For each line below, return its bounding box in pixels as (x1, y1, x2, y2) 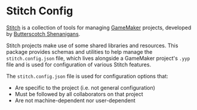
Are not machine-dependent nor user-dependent (14, 97, 136, 104)
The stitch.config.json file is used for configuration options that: (6, 72, 168, 80)
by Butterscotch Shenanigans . (6, 30, 81, 37)
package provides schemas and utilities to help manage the (6, 48, 153, 55)
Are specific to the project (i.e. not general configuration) (14, 84, 155, 91)
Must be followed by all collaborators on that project (14, 90, 143, 97)
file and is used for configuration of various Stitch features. (6, 61, 151, 68)
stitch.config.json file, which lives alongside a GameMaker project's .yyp (6, 54, 190, 62)
